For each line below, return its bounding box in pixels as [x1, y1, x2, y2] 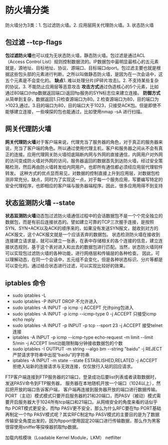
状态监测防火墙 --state [5, 198, 75, 207]
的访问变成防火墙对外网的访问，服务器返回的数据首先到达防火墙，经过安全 [5, 157, 158, 163]
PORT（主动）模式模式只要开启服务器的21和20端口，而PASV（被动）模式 [5, 393, 156, 399]
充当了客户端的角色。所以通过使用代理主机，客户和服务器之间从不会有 [13, 145, 158, 151]
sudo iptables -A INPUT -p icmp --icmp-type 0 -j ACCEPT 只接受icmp [12, 311, 156, 317]
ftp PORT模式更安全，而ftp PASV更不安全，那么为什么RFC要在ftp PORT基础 [5, 405, 161, 411]
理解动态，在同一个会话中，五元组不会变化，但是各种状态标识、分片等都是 [9, 256, 163, 262]
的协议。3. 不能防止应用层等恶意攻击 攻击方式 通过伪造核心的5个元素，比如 [5, 83, 159, 89]
